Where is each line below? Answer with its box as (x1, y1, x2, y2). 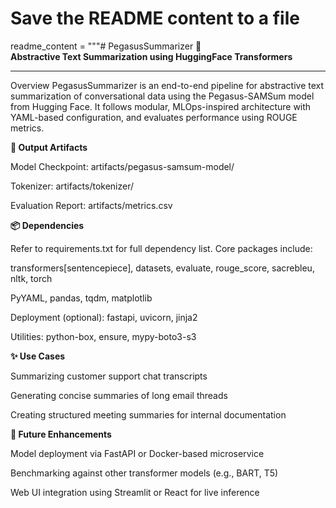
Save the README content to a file (10, 7, 300, 30)
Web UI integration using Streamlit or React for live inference (10, 486, 260, 498)
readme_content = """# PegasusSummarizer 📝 (10, 40, 202, 52)
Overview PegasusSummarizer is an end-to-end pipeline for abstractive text (10, 79, 325, 91)
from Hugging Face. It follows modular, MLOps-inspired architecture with (10, 100, 312, 112)
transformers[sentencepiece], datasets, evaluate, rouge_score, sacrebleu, (10, 262, 315, 274)
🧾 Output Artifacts (10, 141, 88, 153)
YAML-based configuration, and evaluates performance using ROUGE (10, 111, 298, 123)
